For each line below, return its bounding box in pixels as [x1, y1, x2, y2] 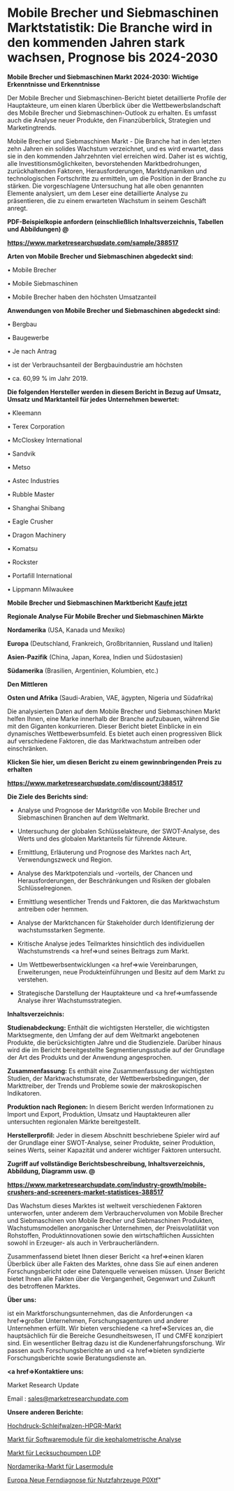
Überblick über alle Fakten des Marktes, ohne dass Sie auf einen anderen [7, 1259, 219, 1268]
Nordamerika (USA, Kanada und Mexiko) [7, 625, 126, 634]
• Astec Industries [7, 476, 59, 484]
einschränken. [7, 744, 48, 752]
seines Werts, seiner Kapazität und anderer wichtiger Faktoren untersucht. [7, 1146, 221, 1154]
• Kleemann [7, 408, 42, 417]
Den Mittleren [7, 680, 48, 688]
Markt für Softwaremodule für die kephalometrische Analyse [7, 1435, 182, 1443]
